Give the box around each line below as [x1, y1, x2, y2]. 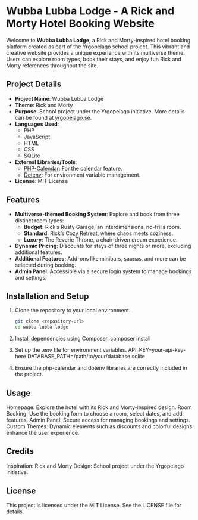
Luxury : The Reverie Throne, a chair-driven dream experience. [23, 236, 178, 243]
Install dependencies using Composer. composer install [14, 335, 151, 342]
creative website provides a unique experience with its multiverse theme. [6, 49, 186, 56]
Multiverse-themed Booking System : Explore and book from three [14, 211, 180, 218]
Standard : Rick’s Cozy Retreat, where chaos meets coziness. [23, 230, 174, 237]
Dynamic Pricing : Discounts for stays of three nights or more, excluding [14, 242, 191, 249]
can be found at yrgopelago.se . [14, 114, 92, 121]
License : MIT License [14, 177, 68, 184]
